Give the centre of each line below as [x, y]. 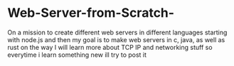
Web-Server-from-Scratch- [91, 13]
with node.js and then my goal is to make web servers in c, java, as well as [116, 39]
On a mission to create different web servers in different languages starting [117, 32]
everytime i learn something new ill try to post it [77, 55]
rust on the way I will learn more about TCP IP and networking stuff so [110, 47]
